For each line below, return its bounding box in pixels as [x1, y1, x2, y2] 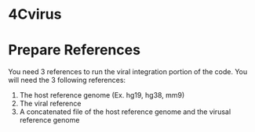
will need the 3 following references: [8, 76, 126, 85]
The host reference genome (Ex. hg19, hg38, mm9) [19, 91, 185, 100]
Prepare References [8, 41, 141, 59]
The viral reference [19, 99, 82, 109]
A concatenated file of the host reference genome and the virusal [19, 107, 231, 116]
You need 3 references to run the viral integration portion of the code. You [8, 67, 248, 77]
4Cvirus [8, 5, 62, 23]
